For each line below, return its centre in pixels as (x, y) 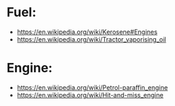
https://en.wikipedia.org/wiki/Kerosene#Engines (87, 32)
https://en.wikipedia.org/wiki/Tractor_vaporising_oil (91, 39)
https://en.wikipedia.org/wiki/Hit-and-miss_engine (90, 95)
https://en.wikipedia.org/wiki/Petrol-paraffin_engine (92, 87)
